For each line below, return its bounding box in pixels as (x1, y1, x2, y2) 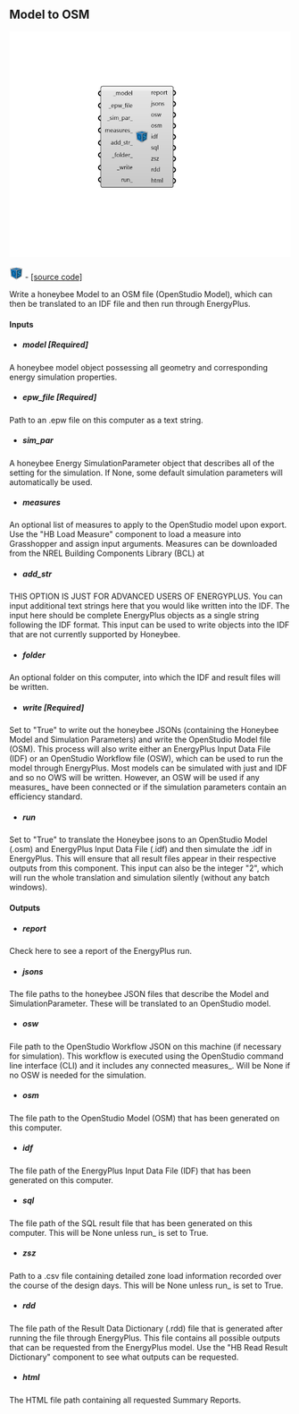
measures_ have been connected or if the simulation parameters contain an (9, 782, 287, 793)
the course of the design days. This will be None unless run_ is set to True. (9, 1280, 284, 1290)
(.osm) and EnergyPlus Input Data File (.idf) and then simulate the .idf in (9, 844, 272, 855)
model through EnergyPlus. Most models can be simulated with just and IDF (9, 762, 288, 773)
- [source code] (24, 272, 83, 282)
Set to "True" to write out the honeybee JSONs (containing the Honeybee (9, 725, 279, 736)
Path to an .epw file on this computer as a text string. (9, 414, 203, 425)
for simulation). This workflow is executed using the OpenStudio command (9, 1051, 284, 1061)
